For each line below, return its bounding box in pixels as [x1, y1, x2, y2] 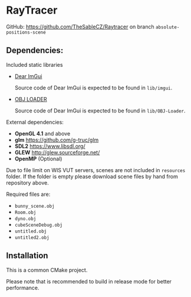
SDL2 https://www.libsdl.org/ [14, 143, 85, 150]
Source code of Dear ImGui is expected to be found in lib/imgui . [14, 84, 173, 91]
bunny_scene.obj [14, 203, 55, 209]
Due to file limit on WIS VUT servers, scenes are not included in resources [6, 166, 186, 173]
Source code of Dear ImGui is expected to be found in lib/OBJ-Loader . [14, 107, 186, 114]
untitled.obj [14, 228, 47, 234]
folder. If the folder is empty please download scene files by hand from [6, 173, 178, 180]
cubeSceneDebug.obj [14, 222, 63, 228]
